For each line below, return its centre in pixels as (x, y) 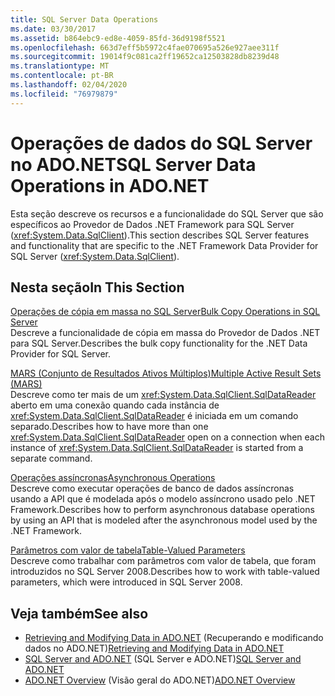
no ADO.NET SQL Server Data (133, 164)
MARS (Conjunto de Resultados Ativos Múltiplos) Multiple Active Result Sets (166, 373)
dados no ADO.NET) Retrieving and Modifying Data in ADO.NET (154, 648)
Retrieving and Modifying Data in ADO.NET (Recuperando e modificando (174, 638)
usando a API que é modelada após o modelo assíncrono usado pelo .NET (163, 499)
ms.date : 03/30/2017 (53, 29)
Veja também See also (79, 613)
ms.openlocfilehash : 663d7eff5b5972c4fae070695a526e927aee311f (145, 47)
